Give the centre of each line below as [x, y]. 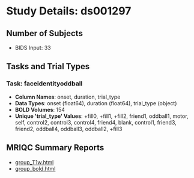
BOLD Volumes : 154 [40, 109]
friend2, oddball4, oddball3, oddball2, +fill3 [68, 129]
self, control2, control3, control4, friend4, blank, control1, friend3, [96, 122]
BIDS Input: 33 [33, 48]
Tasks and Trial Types [48, 66]
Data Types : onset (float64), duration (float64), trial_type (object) [96, 103]
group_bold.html [35, 168]
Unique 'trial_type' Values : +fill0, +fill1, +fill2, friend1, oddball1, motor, [102, 116]
